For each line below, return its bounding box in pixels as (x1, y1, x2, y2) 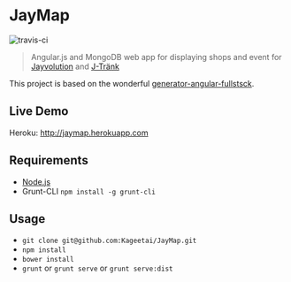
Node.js (21, 176, 51, 187)
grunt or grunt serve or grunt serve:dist (21, 263, 173, 274)
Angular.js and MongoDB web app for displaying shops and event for (30, 51, 282, 62)
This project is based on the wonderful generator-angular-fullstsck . (9, 78, 255, 88)
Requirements (9, 153, 88, 168)
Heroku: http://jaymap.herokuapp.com (9, 127, 149, 138)
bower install (21, 255, 74, 264)
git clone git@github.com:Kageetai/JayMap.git (21, 236, 197, 246)
